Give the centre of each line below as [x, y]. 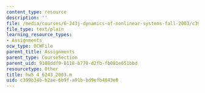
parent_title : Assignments [41, 52]
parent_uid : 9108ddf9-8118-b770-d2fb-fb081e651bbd [72, 63]
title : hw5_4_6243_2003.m [39, 75]
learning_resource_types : [39, 35]
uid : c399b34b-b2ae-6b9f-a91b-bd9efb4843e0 [63, 80]
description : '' [27, 18]
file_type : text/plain [35, 29]
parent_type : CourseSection [42, 58]
